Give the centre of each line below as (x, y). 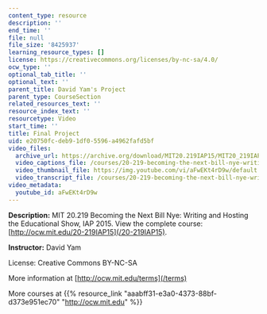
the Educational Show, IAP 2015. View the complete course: (106, 224)
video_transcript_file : (54, 178)
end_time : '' (30, 30)
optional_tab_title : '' (48, 75)
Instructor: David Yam (45, 247)
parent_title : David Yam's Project (67, 89)
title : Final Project (44, 133)
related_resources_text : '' (55, 104)
